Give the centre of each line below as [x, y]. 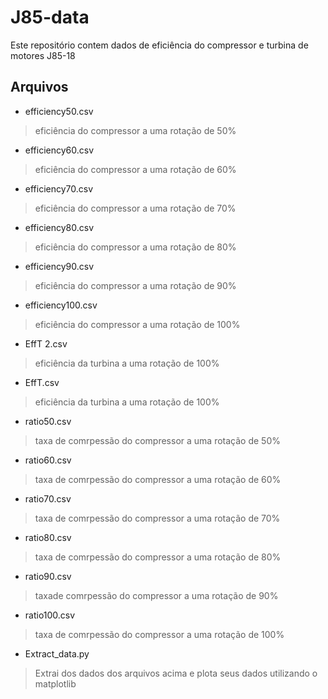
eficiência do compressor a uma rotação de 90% [135, 285]
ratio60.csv [48, 460]
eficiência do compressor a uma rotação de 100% [137, 324]
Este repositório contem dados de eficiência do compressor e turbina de [159, 45]
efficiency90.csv [59, 266]
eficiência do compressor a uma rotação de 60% [135, 169]
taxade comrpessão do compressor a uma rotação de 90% [156, 595]
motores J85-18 [43, 55]
